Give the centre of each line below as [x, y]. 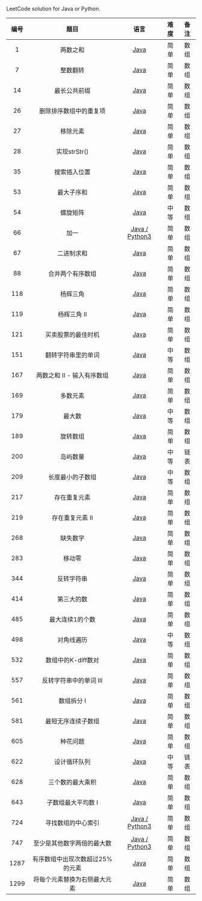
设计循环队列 [72, 762]
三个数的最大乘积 [72, 782]
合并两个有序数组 [72, 274]
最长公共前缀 [72, 91]
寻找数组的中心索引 [72, 823]
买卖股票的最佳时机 [72, 335]
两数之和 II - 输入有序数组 [72, 375]
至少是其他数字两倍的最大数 [72, 843]
